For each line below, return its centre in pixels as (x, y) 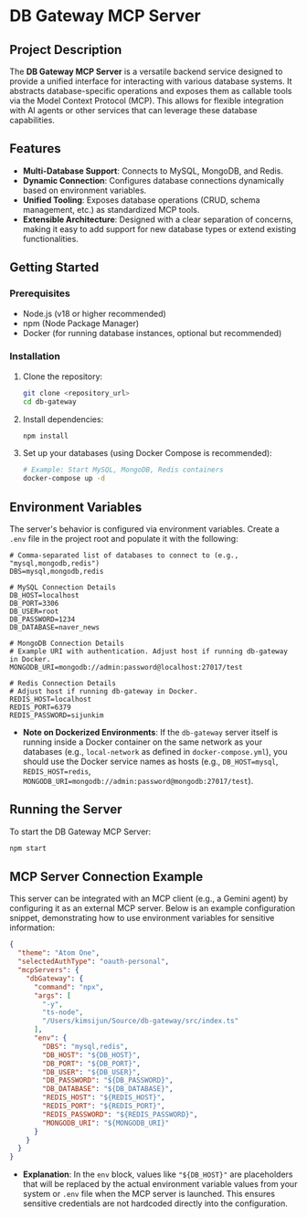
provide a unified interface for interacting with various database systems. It (151, 81)
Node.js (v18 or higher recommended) (94, 313)
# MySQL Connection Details (63, 587)
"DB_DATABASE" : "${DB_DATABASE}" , (108, 1089)
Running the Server (66, 810)
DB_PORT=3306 (34, 603)
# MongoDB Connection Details (67, 643)
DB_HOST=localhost (44, 595)
